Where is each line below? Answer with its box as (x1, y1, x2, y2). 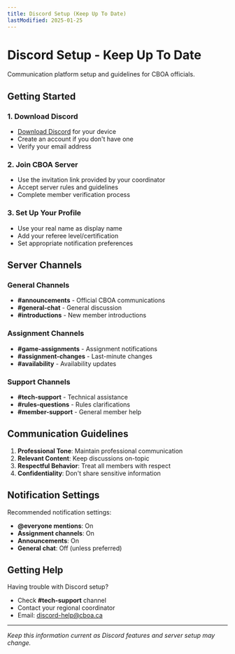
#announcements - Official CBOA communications (17, 296, 166, 305)
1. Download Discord (7, 111, 78, 121)
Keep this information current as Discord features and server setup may (7, 632, 215, 640)
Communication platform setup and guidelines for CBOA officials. (7, 70, 195, 79)
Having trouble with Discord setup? (7, 583, 109, 591)
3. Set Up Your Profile (7, 208, 82, 218)
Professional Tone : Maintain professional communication (17, 447, 183, 455)
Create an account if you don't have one (17, 135, 134, 144)
